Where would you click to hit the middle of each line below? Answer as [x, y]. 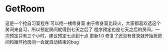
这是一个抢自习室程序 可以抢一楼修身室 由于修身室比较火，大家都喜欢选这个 [83, 23]
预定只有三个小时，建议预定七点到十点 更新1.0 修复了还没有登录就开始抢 [84, 35]
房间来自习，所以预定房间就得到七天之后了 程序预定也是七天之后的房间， [80, 29]
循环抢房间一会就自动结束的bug [46, 42]
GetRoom [25, 9]
